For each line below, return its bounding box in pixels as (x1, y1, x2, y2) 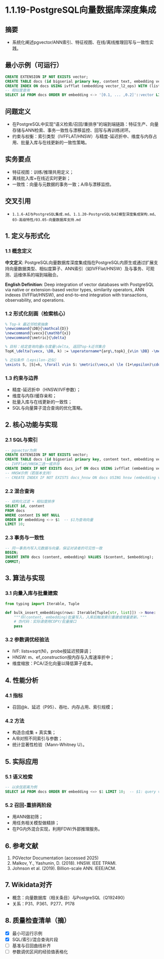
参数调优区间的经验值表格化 (12, 949, 68, 955)
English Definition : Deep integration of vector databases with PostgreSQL (5, 282, 154, 287)
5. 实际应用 (5, 757, 38, 765)
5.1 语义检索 (5, 773, 33, 780)
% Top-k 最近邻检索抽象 (5, 322, 48, 327)
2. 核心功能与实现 (5, 421, 58, 429)
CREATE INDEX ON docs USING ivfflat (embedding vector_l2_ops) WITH (5, 84, 147, 88)
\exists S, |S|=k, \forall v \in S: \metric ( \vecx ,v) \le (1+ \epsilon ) (5, 362, 152, 367)
